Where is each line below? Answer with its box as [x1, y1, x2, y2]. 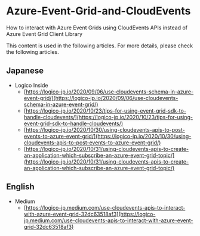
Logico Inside [14, 81, 48, 89]
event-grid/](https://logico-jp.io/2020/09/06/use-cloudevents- [23, 94, 179, 101]
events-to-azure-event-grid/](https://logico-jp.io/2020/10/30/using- [23, 132, 192, 140]
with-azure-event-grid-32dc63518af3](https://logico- [23, 210, 156, 217]
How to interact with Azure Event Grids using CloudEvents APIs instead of [6, 24, 188, 31]
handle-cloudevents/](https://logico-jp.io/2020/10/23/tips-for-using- [23, 113, 193, 120]
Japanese [6, 66, 44, 76]
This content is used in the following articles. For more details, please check [6, 42, 193, 49]
